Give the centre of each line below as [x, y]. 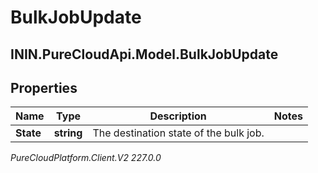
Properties [44, 87]
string [68, 133]
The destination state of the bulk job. [178, 133]
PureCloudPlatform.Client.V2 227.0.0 [86, 158]
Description [178, 116]
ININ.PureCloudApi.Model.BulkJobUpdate [144, 54]
